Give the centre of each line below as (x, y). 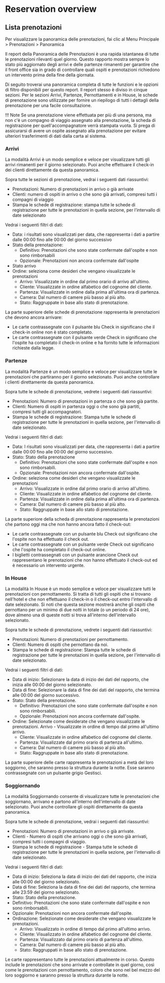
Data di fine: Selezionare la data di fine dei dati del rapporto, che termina (86, 690)
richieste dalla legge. (33, 348)
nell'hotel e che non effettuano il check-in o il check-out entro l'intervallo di (81, 599)
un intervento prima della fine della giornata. (50, 75)
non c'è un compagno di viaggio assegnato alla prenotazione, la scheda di (81, 120)
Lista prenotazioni (33, 27)
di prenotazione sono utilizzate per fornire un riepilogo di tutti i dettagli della (82, 100)
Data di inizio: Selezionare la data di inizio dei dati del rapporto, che (81, 679)
